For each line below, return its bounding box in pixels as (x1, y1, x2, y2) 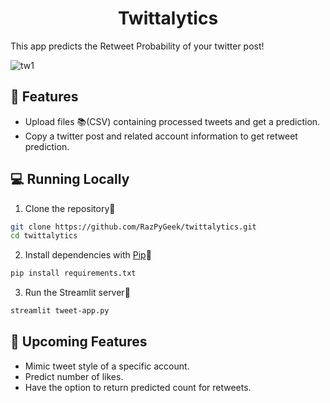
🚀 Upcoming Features (10, 333, 148, 351)
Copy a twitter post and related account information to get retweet (24, 130, 298, 142)
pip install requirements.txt (10, 268, 137, 279)
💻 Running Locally (10, 171, 130, 188)
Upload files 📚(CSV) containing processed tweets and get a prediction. (24, 115, 321, 127)
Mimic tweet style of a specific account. (24, 360, 190, 372)
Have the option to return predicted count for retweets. (24, 381, 252, 393)
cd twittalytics (10, 231, 78, 241)
